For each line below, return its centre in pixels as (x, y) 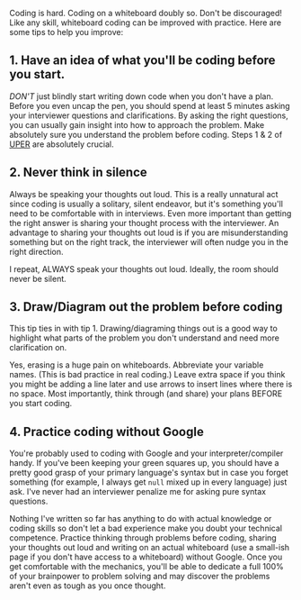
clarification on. (38, 348)
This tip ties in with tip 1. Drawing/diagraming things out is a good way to (144, 329)
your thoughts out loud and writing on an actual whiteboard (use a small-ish (150, 548)
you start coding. (41, 404)
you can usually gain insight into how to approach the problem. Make (137, 124)
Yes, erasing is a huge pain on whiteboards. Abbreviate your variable (137, 365)
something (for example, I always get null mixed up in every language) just (148, 482)
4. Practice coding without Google (106, 432)
